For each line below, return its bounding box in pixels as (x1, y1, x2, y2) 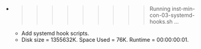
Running (149, 5, 171, 12)
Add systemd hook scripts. (21, 30, 89, 37)
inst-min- (171, 5, 195, 12)
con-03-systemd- (149, 11, 195, 19)
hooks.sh (149, 18, 173, 25)
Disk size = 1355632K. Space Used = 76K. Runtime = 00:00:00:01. (21, 36, 189, 43)
